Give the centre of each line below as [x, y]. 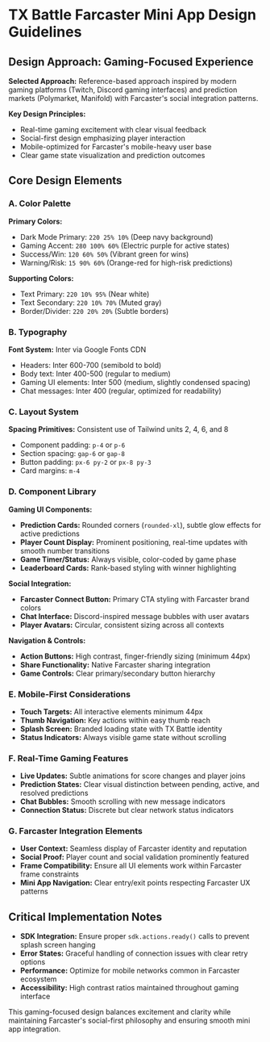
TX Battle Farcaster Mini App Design [132, 15]
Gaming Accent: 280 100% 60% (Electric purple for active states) [125, 245]
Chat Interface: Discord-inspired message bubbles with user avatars [135, 616]
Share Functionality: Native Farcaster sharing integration [115, 664]
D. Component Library [52, 492]
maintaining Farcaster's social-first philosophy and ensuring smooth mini [129, 1021]
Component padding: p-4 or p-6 [73, 445]
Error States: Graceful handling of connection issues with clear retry [134, 953]
